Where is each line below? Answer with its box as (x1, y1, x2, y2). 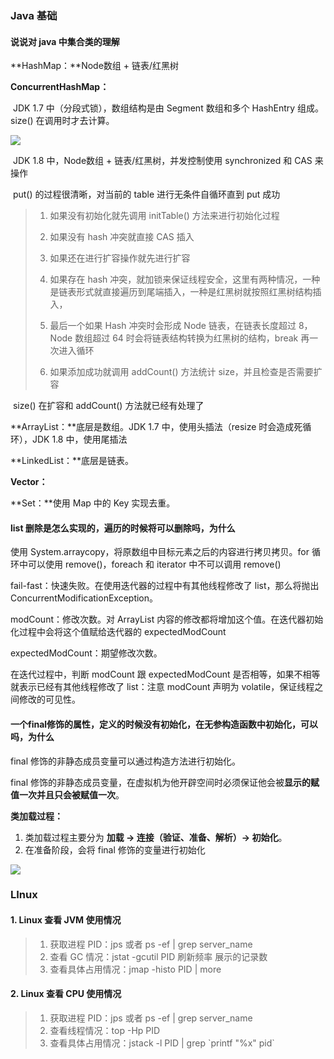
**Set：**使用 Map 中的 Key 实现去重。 (10, 497, 176, 509)
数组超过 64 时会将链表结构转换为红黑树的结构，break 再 (74, 332, 310, 344)
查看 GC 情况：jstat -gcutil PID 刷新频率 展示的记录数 (49, 950, 268, 962)
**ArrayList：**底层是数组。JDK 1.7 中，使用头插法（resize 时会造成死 (10, 421, 303, 433)
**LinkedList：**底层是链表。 (10, 455, 135, 467)
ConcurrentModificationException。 (10, 592, 159, 604)
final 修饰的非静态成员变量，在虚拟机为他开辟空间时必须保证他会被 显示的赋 (10, 776, 320, 788)
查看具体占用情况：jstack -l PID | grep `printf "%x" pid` (49, 1037, 275, 1049)
